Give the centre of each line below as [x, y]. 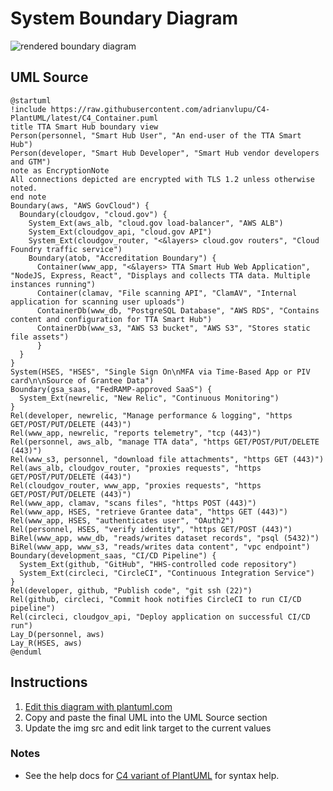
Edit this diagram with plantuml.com [98, 706]
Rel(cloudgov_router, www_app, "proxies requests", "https [136, 485]
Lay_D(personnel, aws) [57, 634]
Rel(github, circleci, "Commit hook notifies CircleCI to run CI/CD [156, 599]
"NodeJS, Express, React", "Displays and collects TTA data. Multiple [160, 275]
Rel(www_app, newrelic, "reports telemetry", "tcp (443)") [136, 433]
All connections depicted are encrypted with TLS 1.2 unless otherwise [162, 179]
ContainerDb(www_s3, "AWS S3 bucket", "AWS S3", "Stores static [173, 328]
